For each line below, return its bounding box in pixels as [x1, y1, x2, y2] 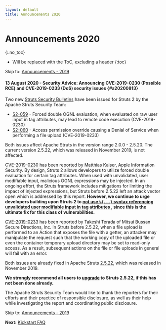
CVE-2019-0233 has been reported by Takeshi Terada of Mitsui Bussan [5, 219, 151, 225]
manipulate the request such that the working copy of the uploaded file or [5, 235, 156, 240]
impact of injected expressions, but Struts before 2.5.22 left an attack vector [5, 188, 161, 194]
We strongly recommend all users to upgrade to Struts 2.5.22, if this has [5, 275, 157, 281]
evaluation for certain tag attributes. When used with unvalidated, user [5, 172, 149, 178]
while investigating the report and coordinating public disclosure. [5, 300, 137, 306]
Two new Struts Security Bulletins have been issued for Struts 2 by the [5, 96, 149, 102]
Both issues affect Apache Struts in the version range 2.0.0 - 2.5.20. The [5, 141, 153, 147]
